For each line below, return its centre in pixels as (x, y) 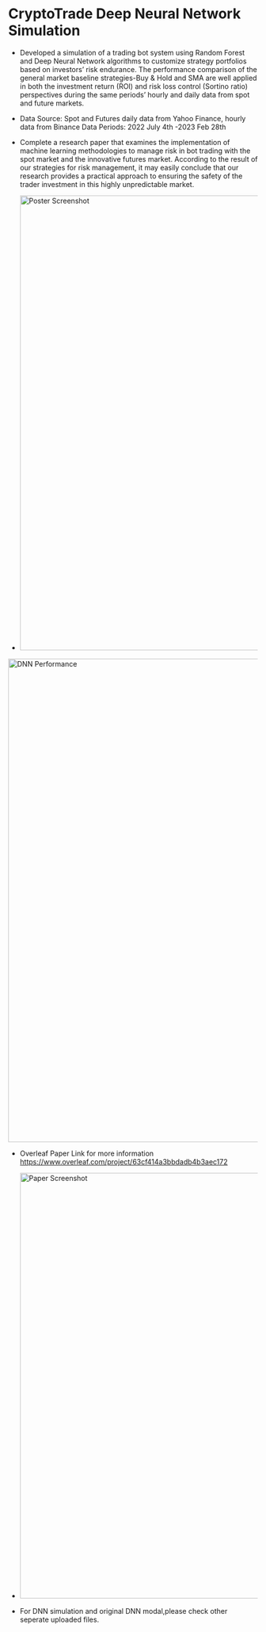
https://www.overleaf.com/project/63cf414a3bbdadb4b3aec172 (123, 1161)
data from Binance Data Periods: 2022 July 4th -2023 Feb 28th (123, 127)
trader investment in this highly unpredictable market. (107, 184)
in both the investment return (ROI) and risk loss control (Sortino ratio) (133, 86)
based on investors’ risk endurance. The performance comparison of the (138, 69)
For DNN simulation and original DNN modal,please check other (123, 1611)
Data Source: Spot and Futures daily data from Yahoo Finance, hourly (133, 118)
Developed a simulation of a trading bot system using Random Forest (132, 52)
